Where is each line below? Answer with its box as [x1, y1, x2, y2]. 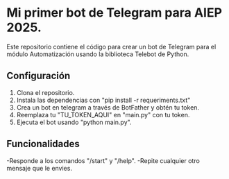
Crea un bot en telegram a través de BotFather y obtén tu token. [16, 103, 199, 112]
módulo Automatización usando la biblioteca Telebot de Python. [6, 50, 189, 58]
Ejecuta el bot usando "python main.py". [16, 118, 132, 126]
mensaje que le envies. [6, 164, 72, 172]
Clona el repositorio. [16, 88, 75, 96]
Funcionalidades [6, 138, 80, 150]
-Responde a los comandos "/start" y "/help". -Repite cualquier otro [6, 156, 201, 164]
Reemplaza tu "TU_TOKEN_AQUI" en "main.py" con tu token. [16, 110, 190, 119]
